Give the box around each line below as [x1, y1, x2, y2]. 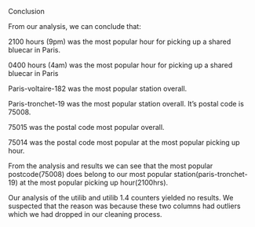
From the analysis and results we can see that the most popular [8, 161, 213, 171]
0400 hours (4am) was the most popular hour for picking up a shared [8, 60, 233, 70]
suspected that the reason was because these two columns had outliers [8, 201, 241, 211]
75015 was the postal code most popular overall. [8, 123, 165, 132]
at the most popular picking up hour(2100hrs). [19, 178, 169, 187]
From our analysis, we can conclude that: [8, 22, 141, 31]
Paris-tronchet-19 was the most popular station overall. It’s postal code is [8, 99, 245, 108]
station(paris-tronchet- [173, 170, 249, 178]
